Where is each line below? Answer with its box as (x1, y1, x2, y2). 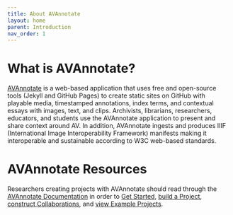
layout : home (7, 17, 46, 24)
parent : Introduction (7, 23, 72, 30)
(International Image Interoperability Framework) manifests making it (7, 129, 207, 138)
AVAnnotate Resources (7, 161, 147, 178)
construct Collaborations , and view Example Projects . (7, 199, 164, 209)
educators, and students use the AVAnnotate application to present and (7, 114, 216, 122)
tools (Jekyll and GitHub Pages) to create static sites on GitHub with (7, 91, 205, 100)
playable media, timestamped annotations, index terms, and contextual (7, 99, 214, 107)
